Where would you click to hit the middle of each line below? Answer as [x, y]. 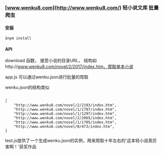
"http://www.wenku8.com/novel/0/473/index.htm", [64, 127]
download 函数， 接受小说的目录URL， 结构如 [51, 61]
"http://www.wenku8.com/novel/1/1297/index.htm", [65, 114]
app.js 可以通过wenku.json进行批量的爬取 [47, 77]
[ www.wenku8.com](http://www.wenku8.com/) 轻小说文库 [76, 7]
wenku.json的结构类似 [27, 88]
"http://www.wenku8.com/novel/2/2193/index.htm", [65, 105]
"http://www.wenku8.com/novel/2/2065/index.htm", [65, 118]
